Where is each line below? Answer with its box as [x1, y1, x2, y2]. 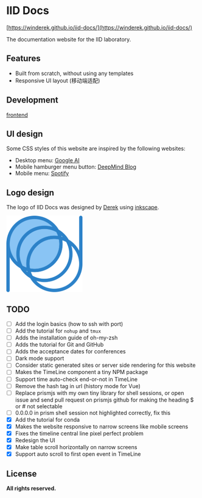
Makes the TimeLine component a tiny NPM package [15, 369, 148, 376]
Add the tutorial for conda [15, 416, 80, 423]
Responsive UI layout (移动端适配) [15, 77, 100, 84]
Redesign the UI [15, 436, 56, 444]
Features [6, 53, 41, 64]
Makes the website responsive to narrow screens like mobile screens [15, 422, 189, 430]
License [6, 468, 37, 479]
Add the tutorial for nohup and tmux [15, 327, 102, 334]
